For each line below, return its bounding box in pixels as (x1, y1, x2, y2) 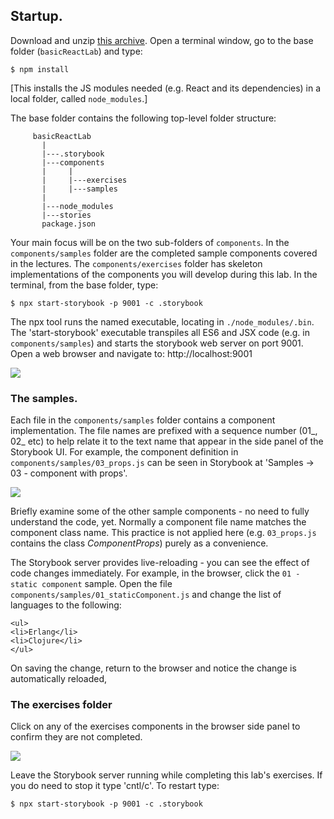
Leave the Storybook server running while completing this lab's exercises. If (10, 769, 323, 781)
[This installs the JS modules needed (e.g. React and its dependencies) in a (10, 82, 322, 94)
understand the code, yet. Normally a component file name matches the (10, 516, 307, 528)
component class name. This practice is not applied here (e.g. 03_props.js (10, 527, 317, 539)
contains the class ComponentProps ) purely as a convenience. (10, 537, 269, 549)
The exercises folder (10, 698, 113, 712)
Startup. (10, 8, 63, 25)
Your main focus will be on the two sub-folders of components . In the (10, 236, 290, 248)
